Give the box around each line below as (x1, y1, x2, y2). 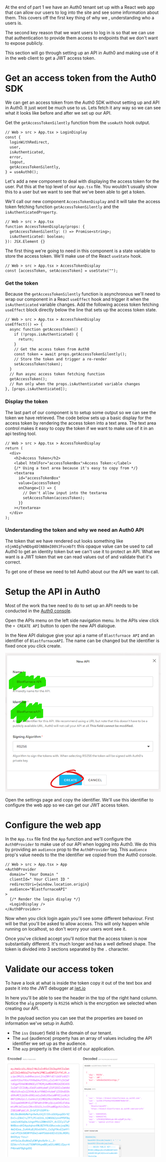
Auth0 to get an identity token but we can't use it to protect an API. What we (5, 548, 160, 554)
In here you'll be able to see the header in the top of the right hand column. (5, 995, 158, 1001)
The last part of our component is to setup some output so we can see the (5, 409, 157, 415)
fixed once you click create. (5, 643, 62, 649)
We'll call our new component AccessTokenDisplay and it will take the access (5, 198, 161, 204)
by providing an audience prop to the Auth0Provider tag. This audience (5, 846, 147, 852)
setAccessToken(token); (14, 362, 63, 367)
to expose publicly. (5, 40, 43, 46)
